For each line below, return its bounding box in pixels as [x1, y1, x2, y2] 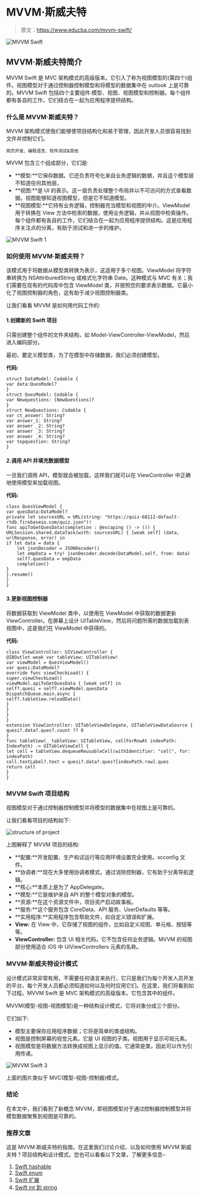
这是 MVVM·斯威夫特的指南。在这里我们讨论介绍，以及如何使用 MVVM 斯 [6, 1144, 186, 1151]
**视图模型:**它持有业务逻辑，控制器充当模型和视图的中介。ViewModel [14, 202, 190, 209]
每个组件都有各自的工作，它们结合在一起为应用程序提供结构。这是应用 [14, 217, 187, 224]
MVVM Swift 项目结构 [6, 789, 70, 798]
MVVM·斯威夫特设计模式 [6, 959, 78, 968]
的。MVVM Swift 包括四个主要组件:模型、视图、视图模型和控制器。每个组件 [6, 89, 191, 96]
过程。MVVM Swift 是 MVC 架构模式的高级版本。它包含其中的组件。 [11, 989, 179, 996]
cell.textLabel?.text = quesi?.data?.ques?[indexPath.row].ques [6, 759, 169, 765]
